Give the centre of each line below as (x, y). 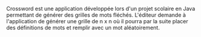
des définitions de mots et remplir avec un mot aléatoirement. (83, 27)
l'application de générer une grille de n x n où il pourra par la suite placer (97, 21)
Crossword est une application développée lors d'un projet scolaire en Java (101, 9)
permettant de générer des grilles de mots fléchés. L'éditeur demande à (96, 15)
